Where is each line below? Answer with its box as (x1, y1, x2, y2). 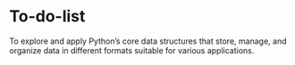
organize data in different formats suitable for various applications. (9, 45, 255, 55)
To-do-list (9, 6, 86, 27)
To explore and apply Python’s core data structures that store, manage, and (9, 36, 287, 46)
